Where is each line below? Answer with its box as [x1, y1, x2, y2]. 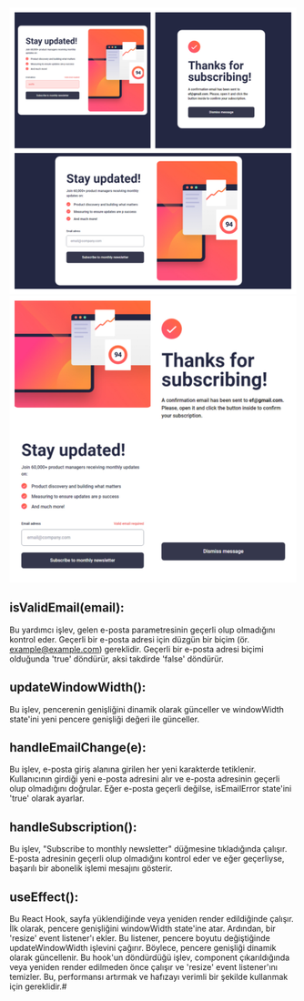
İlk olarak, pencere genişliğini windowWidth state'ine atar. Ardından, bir [9, 923, 276, 935]
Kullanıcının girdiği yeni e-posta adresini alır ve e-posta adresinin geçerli [9, 773, 280, 784]
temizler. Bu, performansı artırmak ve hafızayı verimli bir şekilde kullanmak [9, 972, 289, 983]
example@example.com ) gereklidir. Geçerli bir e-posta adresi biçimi [9, 643, 264, 654]
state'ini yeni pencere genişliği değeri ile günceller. [9, 713, 200, 724]
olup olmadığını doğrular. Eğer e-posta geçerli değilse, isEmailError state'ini [9, 784, 292, 794]
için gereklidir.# [9, 981, 67, 992]
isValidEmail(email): [9, 600, 125, 616]
